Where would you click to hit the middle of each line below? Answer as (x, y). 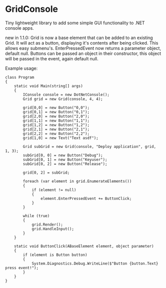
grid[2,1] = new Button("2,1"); (56, 129)
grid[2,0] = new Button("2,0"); (56, 116)
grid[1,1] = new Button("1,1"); (56, 120)
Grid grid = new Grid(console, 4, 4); (63, 99)
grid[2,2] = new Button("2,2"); (56, 134)
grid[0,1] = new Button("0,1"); (56, 112)
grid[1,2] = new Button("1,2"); (56, 125)
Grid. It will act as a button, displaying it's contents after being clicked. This (82, 43)
